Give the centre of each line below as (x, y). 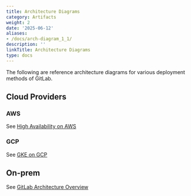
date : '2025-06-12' (30, 28)
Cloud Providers (36, 97)
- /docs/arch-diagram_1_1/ (39, 39)
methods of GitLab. (29, 78)
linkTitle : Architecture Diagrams (48, 50)
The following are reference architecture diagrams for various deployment (95, 72)
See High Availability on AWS (41, 127)
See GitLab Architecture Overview (47, 187)
